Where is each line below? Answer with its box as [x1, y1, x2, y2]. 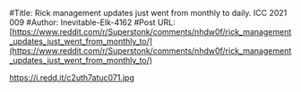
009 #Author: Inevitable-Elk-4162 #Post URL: [9, 17, 176, 28]
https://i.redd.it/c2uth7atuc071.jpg [9, 72, 134, 83]
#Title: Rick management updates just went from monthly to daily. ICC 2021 [9, 8, 288, 18]
